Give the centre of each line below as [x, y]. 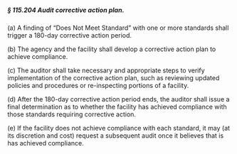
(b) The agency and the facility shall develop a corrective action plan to [112, 49]
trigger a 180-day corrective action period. [70, 35]
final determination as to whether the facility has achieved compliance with [117, 106]
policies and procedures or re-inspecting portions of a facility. [98, 85]
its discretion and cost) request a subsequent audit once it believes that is [116, 136]
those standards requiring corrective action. [72, 114]
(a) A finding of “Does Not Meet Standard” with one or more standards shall [118, 28]
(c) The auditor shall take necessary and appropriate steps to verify [106, 70]
